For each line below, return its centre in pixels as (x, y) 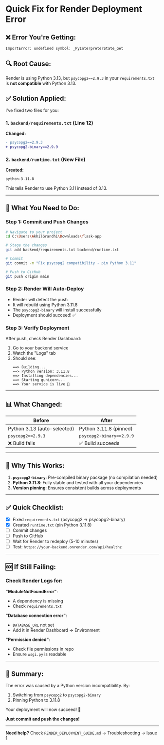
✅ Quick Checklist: (35, 508)
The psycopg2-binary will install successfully (57, 309)
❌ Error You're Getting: (41, 37)
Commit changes (30, 530)
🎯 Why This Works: (35, 466)
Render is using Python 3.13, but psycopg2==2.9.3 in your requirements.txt (80, 78)
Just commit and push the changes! (43, 719)
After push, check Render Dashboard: (44, 339)
